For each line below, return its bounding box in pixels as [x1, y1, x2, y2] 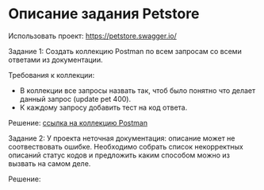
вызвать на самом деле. [8, 158, 91, 168]
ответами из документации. [8, 55, 103, 64]
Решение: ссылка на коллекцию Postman [8, 118, 148, 127]
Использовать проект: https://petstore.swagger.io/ [8, 31, 177, 41]
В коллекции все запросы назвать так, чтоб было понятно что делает [19, 85, 256, 95]
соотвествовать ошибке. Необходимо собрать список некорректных [8, 142, 243, 151]
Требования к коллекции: [8, 70, 95, 79]
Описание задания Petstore [8, 5, 200, 23]
